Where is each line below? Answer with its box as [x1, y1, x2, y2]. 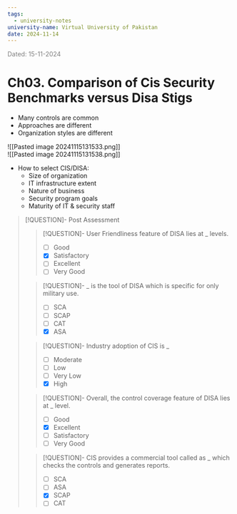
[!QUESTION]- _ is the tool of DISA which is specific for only [42, 282, 219, 290]
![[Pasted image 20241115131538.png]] [7, 150, 121, 159]
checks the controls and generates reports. [42, 461, 170, 470]
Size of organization [28, 172, 88, 180]
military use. [42, 289, 79, 298]
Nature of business [28, 187, 85, 195]
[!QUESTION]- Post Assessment [24, 215, 120, 225]
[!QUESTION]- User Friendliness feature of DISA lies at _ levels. [42, 230, 229, 238]
